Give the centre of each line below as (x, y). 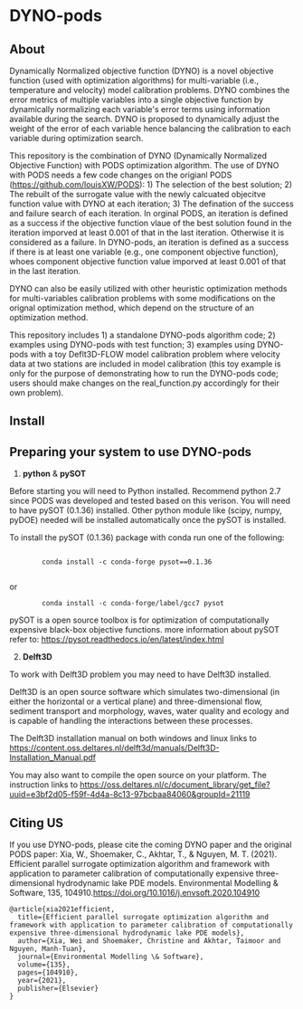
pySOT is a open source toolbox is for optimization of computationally (139, 620)
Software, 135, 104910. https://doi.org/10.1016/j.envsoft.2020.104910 (135, 893)
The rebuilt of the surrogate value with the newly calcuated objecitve (138, 194)
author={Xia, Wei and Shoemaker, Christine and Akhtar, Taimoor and (149, 941)
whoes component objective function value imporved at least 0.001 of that (148, 262)
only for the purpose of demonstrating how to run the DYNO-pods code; (144, 373)
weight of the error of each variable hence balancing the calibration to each (150, 129)
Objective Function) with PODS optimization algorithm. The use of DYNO (144, 165)
